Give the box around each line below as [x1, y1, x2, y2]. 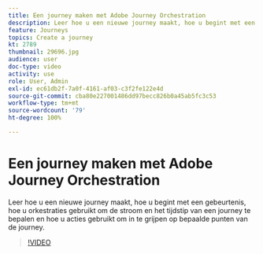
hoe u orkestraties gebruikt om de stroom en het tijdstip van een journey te [8, 205, 251, 215]
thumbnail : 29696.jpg [8, 48, 80, 56]
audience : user [8, 56, 58, 64]
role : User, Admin [8, 77, 69, 85]
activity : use [8, 70, 55, 78]
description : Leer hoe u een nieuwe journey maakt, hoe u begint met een [8, 19, 256, 27]
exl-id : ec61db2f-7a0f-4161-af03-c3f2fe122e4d [8, 84, 164, 93]
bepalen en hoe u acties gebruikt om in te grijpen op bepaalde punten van [8, 214, 248, 223]
